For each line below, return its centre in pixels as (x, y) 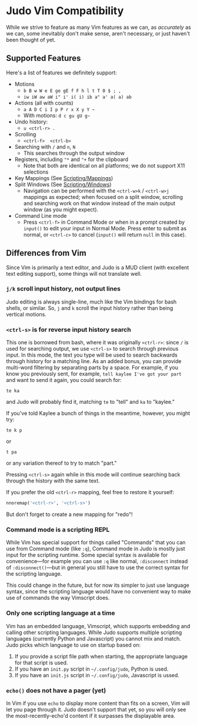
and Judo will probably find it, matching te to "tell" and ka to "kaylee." (91, 402)
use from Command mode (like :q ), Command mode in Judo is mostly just (96, 549)
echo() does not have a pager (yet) (56, 690)
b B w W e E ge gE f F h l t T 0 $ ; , (72, 91)
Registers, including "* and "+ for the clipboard (71, 159)
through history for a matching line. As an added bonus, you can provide (94, 361)
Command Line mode (41, 215)
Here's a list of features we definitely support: (61, 73)
